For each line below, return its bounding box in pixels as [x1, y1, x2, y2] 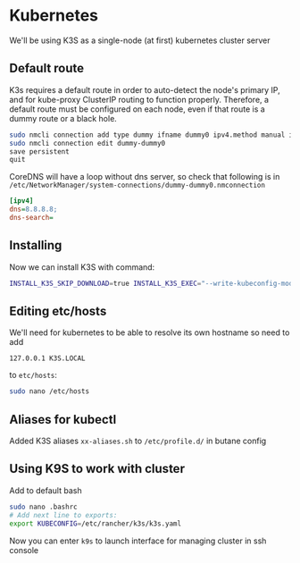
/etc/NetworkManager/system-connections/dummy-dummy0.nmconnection [9, 181, 266, 190]
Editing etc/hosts [9, 303, 107, 318]
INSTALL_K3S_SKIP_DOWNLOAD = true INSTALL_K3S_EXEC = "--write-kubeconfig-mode [9, 279, 297, 288]
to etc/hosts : [9, 370, 58, 381]
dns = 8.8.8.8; [9, 205, 58, 214]
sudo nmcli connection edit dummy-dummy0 [9, 139, 166, 147]
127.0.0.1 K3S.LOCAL [9, 354, 87, 363]
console [9, 544, 39, 555]
